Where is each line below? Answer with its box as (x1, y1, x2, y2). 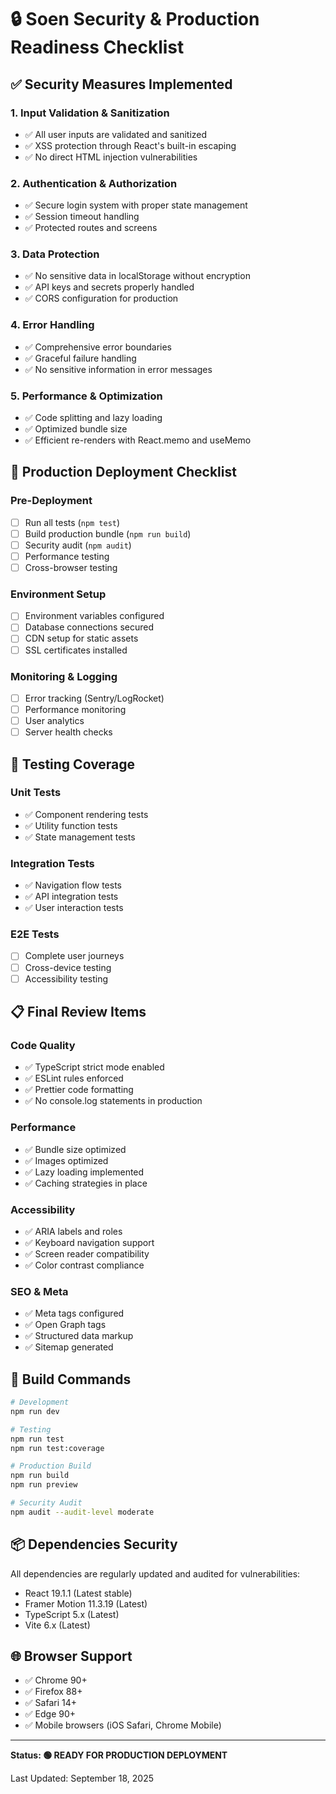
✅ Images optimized (24, 1154, 109, 1166)
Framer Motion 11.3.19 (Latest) (24, 1597, 148, 1610)
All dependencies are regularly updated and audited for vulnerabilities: (10, 1567, 301, 1580)
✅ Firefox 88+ (24, 1686, 83, 1698)
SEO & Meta (10, 1284, 69, 1298)
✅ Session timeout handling (24, 211, 140, 223)
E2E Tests (10, 927, 60, 941)
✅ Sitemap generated (24, 1341, 114, 1353)
